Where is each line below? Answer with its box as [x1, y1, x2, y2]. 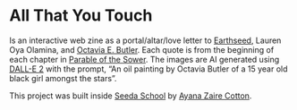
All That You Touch [9, 5, 153, 26]
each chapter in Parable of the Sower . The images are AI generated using [9, 54, 280, 64]
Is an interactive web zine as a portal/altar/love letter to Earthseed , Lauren [9, 35, 282, 46]
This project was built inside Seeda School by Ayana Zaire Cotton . [9, 90, 252, 101]
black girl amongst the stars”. [9, 72, 117, 83]
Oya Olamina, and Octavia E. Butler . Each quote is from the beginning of [9, 44, 275, 55]
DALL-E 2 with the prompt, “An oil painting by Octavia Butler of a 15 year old [9, 63, 288, 74]
